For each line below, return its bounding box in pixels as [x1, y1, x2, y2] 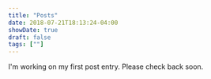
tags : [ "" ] [8, 41, 44, 48]
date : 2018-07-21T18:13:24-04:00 [8, 19, 119, 27]
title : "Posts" [8, 11, 58, 20]
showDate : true [8, 26, 58, 34]
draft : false [8, 33, 51, 41]
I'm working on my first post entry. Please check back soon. [8, 62, 204, 71]
